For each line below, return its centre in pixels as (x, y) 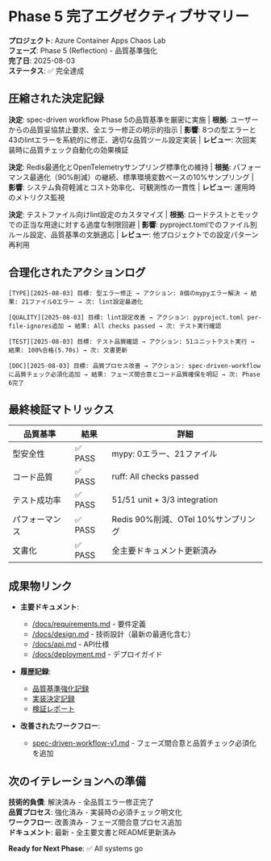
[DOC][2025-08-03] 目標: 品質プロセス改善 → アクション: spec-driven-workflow (134, 366)
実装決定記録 (53, 699)
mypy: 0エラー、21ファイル (165, 454)
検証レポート (53, 709)
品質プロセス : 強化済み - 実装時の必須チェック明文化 (96, 812)
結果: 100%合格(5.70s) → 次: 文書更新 (68, 350)
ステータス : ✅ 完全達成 (46, 70)
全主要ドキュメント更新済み (165, 551)
